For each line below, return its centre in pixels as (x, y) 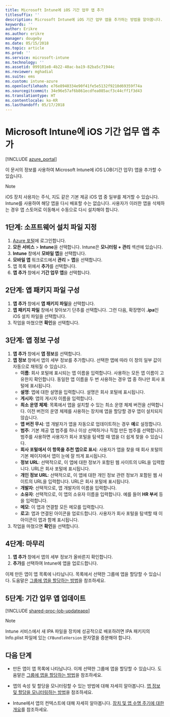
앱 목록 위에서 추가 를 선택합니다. (45, 266)
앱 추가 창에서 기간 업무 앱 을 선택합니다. (52, 272)
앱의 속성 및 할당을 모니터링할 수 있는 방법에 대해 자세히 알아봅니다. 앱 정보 (87, 686)
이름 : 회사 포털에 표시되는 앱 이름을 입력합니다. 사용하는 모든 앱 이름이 (89, 373)
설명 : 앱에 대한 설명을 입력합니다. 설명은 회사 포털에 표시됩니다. (82, 392)
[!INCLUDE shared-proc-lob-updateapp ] (48, 611)
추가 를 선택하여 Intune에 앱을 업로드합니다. (55, 563)
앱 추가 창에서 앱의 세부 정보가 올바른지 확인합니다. (63, 557)
